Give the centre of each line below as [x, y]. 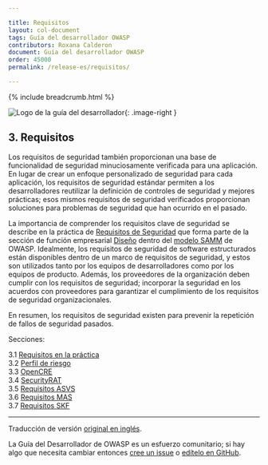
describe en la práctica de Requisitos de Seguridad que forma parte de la [129, 232]
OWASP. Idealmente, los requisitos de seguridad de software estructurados [132, 248]
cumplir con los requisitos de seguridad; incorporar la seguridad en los [124, 282]
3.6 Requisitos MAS [41, 397]
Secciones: [27, 339]
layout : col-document [44, 30]
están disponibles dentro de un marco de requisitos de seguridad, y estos [129, 257]
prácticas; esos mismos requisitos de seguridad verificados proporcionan [129, 199]
